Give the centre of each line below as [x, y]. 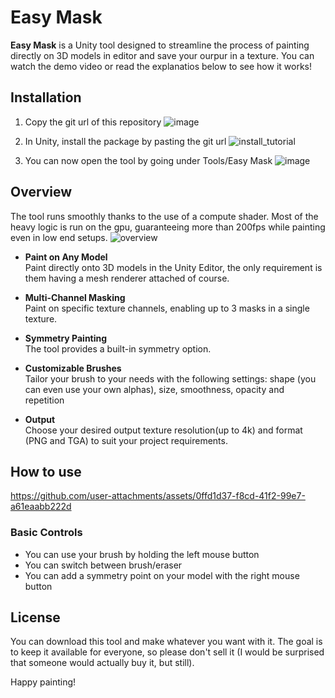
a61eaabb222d [41, 507]
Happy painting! [43, 682]
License [35, 617]
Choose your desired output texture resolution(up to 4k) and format [163, 430]
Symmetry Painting [66, 338]
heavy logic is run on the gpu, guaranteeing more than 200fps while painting [168, 227]
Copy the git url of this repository [93, 122]
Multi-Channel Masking [75, 297]
